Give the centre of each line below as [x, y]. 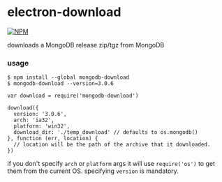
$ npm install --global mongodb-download [68, 77]
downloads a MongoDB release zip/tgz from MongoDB [86, 45]
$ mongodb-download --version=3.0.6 [60, 84]
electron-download [64, 12]
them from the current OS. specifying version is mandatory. [93, 171]
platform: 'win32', [42, 126]
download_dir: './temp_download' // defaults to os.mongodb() [106, 132]
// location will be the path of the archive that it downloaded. [112, 145]
